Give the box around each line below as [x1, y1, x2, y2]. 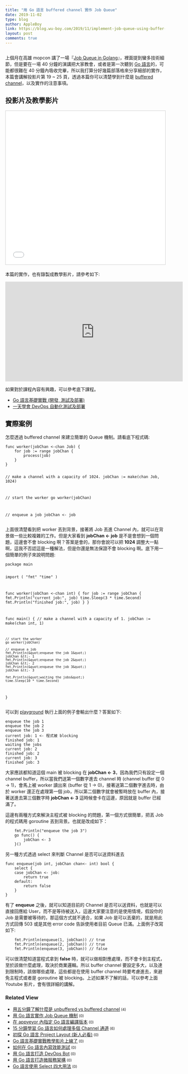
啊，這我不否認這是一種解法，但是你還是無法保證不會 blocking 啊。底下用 [5, 546, 159, 552]
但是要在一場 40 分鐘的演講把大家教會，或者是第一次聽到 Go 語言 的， [14, 61, 160, 67]
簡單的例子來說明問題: [9, 552, 56, 558]
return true [23, 875, 49, 880]
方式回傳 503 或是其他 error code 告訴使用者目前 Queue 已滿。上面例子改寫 [5, 921, 164, 927]
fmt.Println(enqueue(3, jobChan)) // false [14, 946, 108, 951]
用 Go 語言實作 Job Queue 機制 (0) [12, 1013, 85, 1019]
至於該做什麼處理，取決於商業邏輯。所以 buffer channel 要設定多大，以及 [5, 962, 158, 969]
